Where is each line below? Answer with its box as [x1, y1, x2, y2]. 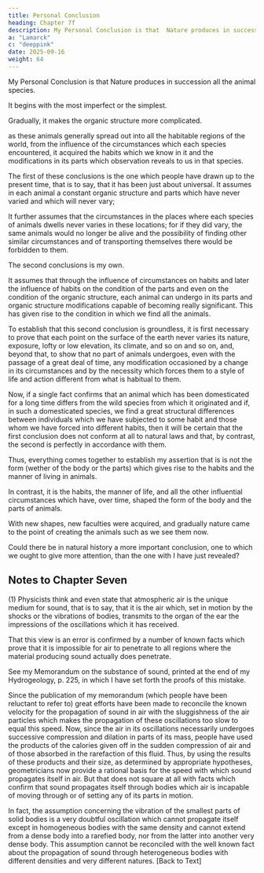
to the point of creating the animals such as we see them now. [8, 527, 209, 536]
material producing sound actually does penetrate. [8, 651, 171, 661]
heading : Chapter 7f [8, 19, 76, 27]
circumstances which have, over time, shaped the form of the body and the [8, 495, 252, 504]
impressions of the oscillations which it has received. [8, 619, 179, 629]
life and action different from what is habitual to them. [8, 374, 182, 384]
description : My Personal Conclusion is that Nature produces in [8, 26, 230, 34]
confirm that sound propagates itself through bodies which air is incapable [8, 782, 250, 791]
